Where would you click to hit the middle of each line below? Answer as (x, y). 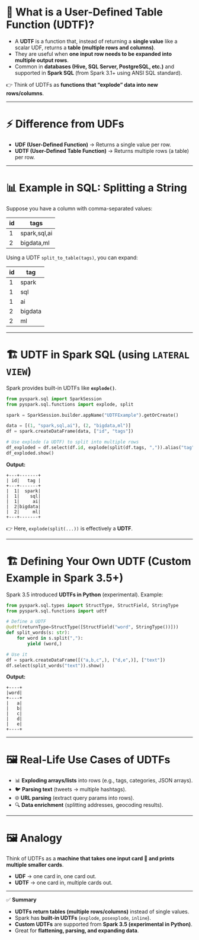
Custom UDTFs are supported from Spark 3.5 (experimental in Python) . (103, 925)
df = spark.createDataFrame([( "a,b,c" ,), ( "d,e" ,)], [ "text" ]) (86, 660)
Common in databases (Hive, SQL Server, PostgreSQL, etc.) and (94, 66)
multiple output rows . (42, 60)
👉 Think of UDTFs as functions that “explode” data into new (82, 84)
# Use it (17, 654)
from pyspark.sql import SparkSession (54, 399)
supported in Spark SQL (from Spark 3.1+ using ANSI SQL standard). (98, 73)
